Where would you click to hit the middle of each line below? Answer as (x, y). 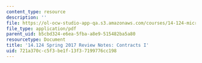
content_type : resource (36, 12)
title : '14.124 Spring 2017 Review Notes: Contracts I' (78, 46)
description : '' (26, 17)
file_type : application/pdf (41, 28)
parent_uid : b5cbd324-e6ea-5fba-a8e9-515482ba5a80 (71, 34)
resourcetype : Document (36, 40)
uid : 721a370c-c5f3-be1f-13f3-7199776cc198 (62, 51)
